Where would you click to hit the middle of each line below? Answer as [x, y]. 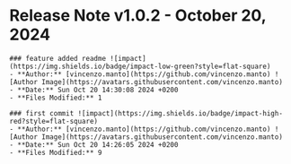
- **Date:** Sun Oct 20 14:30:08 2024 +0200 [94, 90]
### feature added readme [57, 58]
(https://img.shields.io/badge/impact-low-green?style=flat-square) [140, 66]
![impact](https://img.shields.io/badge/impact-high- [180, 113]
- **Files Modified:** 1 [56, 98]
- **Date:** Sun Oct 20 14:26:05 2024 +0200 [94, 144]
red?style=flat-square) [54, 121]
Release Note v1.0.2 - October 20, [138, 16]
